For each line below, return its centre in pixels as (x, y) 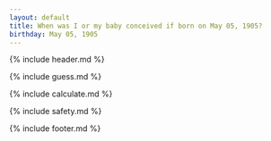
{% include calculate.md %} (61, 94)
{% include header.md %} (57, 60)
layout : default (39, 17)
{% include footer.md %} (55, 129)
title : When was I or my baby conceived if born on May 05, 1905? (136, 26)
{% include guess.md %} (55, 77)
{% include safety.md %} (56, 112)
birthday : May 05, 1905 (54, 34)
